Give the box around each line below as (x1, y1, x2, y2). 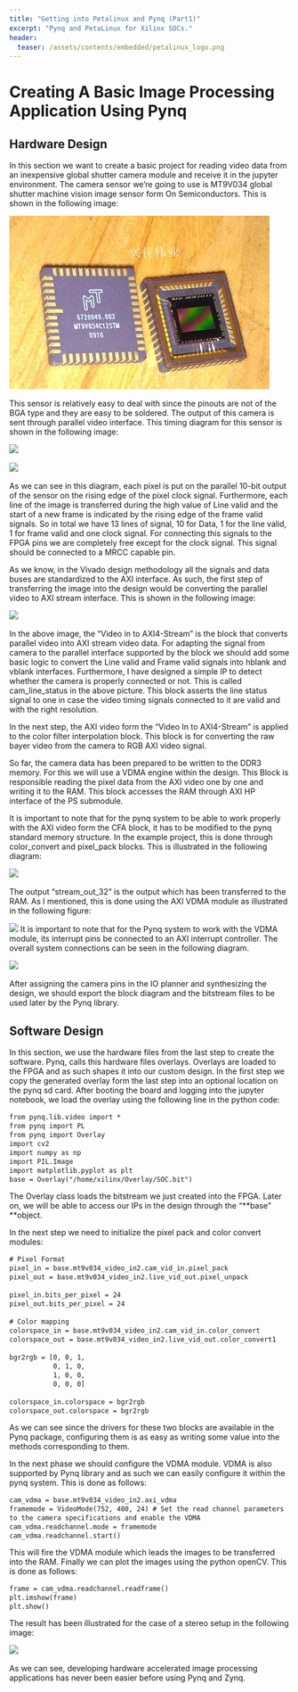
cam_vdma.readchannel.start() (9, 1531, 122, 1540)
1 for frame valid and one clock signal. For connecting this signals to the (9, 528, 273, 539)
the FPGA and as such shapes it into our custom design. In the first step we (9, 1066, 286, 1077)
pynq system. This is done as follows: (9, 1477, 147, 1489)
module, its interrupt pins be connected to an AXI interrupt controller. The (9, 933, 278, 945)
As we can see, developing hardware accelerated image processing (9, 1663, 258, 1674)
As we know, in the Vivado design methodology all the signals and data (9, 565, 270, 575)
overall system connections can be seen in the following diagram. (9, 943, 250, 953)
